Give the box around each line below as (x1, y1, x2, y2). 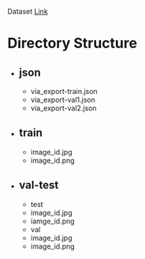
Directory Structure (7, 35, 138, 52)
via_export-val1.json (30, 95, 96, 104)
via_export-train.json (30, 87, 98, 96)
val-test (18, 178, 59, 192)
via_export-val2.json (30, 103, 97, 113)
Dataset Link (7, 7, 48, 16)
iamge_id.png (30, 216, 76, 226)
